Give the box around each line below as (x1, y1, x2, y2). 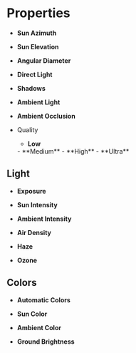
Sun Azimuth (16, 29, 57, 37)
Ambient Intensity (16, 214, 72, 223)
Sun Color (16, 309, 48, 318)
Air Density (16, 228, 51, 237)
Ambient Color (16, 323, 62, 332)
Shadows (16, 84, 46, 92)
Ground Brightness (16, 337, 75, 346)
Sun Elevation (16, 42, 59, 51)
